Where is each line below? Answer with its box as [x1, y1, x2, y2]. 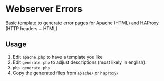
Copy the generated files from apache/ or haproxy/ [12, 70, 119, 76]
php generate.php [12, 65, 50, 70]
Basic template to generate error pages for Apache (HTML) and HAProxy [5, 20, 159, 26]
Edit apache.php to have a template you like [12, 53, 104, 60]
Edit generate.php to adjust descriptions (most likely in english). [12, 59, 147, 65]
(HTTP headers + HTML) [5, 25, 58, 31]
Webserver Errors [5, 3, 83, 15]
